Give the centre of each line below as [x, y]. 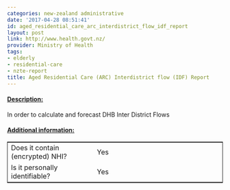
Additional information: [41, 130]
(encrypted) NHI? [39, 156]
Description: [25, 99]
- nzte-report [27, 71]
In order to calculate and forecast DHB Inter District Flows [88, 115]
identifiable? [31, 176]
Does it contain [35, 147]
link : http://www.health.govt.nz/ [56, 39]
